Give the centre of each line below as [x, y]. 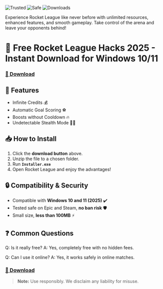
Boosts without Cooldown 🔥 [41, 117]
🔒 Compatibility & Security [47, 186]
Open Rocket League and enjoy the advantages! [62, 169]
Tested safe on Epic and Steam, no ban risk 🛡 [60, 208]
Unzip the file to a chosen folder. [46, 159]
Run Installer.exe [32, 164]
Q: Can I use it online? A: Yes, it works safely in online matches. [70, 257]
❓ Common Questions [39, 233]
